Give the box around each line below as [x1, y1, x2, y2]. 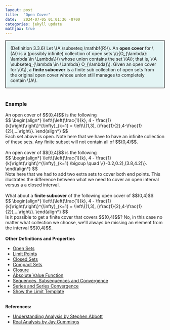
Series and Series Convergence [12, 283, 79, 289]
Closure [12, 267, 29, 273]
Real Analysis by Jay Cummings [12, 319, 79, 325]
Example [5, 101, 27, 108]
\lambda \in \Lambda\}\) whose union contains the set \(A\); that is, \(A [10, 56, 157, 62]
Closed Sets [12, 256, 38, 262]
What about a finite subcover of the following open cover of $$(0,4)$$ [5, 193, 154, 199]
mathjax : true [5, 26, 35, 31]
